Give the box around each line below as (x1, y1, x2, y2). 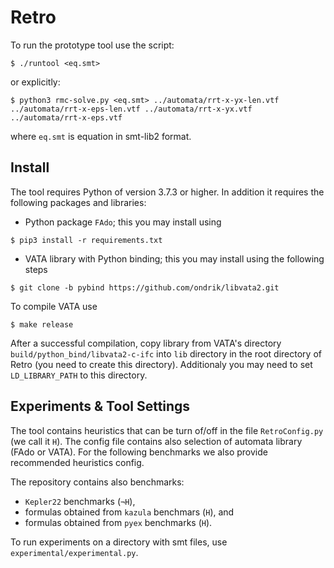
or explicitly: (10, 76, 61, 88)
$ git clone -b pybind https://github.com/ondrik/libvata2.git (10, 282, 280, 293)
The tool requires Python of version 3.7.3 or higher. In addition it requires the (10, 186, 325, 198)
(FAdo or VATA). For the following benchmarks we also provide (10, 446, 268, 458)
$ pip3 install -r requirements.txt (10, 235, 163, 245)
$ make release (10, 319, 74, 330)
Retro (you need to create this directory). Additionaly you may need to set (10, 358, 313, 370)
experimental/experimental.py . (10, 546, 139, 558)
